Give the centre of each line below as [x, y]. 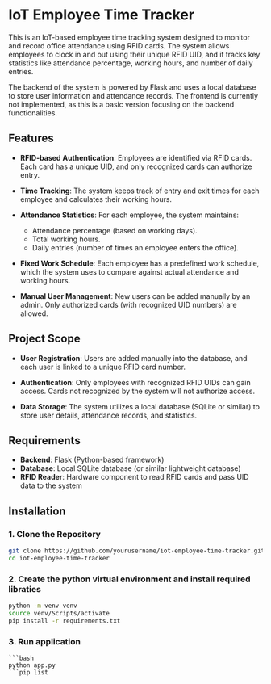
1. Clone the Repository [54, 534]
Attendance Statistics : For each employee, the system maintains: [129, 215]
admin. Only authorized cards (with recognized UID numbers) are [129, 304]
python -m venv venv [43, 606]
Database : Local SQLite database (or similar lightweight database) [130, 468]
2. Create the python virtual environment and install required [130, 579]
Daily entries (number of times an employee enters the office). [135, 247]
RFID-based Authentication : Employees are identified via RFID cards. [136, 157]
